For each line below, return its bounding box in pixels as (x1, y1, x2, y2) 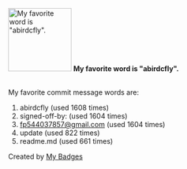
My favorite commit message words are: (8, 88, 140, 97)
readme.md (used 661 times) (19, 137, 114, 145)
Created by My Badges (8, 152, 83, 161)
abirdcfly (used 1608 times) (19, 103, 109, 112)
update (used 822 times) (19, 128, 100, 137)
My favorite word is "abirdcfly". (73, 64, 179, 73)
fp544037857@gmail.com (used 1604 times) (19, 120, 166, 129)
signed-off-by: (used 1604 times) (19, 111, 128, 121)
